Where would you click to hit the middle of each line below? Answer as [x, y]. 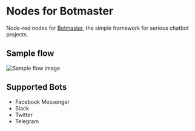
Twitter [24, 115]
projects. [17, 34]
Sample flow [30, 54]
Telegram [27, 121]
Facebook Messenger [42, 102]
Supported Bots [37, 87]
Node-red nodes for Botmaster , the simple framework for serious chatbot [97, 28]
